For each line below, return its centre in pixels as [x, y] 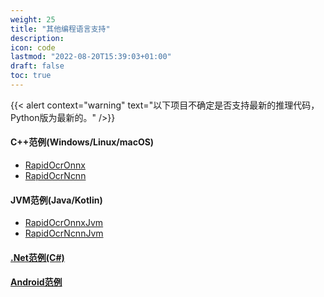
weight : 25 [33, 19]
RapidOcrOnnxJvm [64, 223]
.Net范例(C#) [37, 257]
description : [37, 38]
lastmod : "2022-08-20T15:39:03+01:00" [91, 57]
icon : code [33, 47]
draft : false [37, 66]
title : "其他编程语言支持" [60, 29]
